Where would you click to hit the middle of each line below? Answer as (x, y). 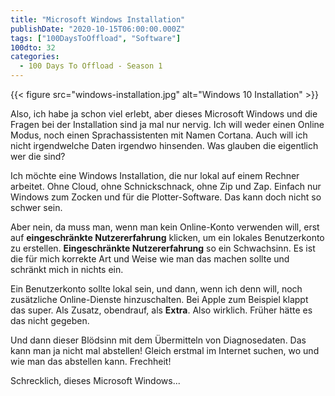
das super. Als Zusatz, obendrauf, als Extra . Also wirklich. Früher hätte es (161, 310)
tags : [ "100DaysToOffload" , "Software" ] (96, 38)
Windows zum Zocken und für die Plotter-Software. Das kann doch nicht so (166, 197)
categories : (35, 57)
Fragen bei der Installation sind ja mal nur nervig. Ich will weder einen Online (167, 124)
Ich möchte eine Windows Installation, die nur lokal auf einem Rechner (155, 175)
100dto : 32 (33, 47)
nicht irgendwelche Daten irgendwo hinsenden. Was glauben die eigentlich (164, 145)
